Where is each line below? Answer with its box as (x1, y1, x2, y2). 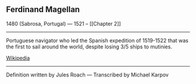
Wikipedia (6, 54, 30, 61)
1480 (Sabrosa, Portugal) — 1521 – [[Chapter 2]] (6, 20, 121, 27)
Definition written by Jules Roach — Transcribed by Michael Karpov (6, 71, 169, 78)
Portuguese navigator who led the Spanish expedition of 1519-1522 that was (6, 37, 188, 44)
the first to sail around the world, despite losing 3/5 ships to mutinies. (6, 43, 173, 50)
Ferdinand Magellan (6, 5, 80, 15)
